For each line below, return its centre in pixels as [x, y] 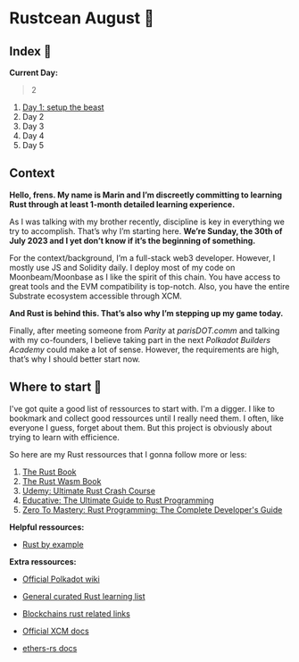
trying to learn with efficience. [65, 437]
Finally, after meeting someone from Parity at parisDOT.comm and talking [145, 331]
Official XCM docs [55, 631]
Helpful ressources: [47, 527]
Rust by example [53, 544]
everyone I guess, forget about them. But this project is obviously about [141, 427]
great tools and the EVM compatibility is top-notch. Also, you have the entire [149, 286]
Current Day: [33, 72]
